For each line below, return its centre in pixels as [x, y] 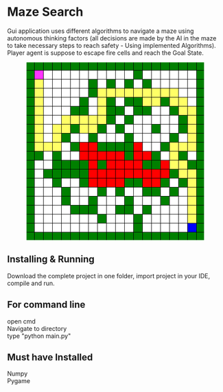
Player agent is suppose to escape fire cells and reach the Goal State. [106, 53]
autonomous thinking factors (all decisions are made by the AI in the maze [112, 38]
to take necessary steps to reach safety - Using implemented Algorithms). [111, 45]
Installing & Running [51, 259]
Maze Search [45, 12]
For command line [46, 305]
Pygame [19, 381]
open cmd [22, 321]
